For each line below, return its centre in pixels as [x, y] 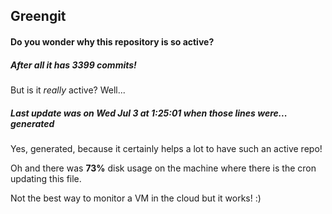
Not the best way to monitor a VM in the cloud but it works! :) [136, 198]
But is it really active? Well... [68, 90]
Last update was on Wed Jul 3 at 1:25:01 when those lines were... [149, 113]
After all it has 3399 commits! [73, 65]
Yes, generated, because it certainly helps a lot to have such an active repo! [166, 148]
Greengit [38, 16]
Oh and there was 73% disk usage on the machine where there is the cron [163, 168]
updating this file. [46, 178]
